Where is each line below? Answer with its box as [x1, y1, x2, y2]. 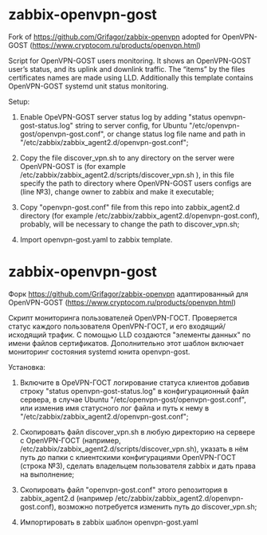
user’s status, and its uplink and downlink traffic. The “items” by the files [8, 64, 245, 73]
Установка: [8, 362, 46, 372]
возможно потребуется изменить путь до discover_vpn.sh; [57, 502, 257, 511]
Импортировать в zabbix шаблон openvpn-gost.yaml [19, 517, 199, 527]
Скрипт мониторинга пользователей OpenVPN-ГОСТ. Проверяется [8, 313, 238, 322]
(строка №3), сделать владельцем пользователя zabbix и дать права [19, 461, 257, 470]
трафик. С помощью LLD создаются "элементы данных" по [48, 329, 251, 340]
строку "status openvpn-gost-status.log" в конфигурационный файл [19, 386, 249, 395]
